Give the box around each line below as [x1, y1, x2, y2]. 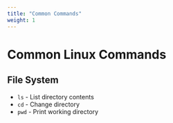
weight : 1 [7, 17, 36, 24]
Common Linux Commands [7, 47, 167, 63]
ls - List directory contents [17, 92, 95, 101]
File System [7, 74, 59, 86]
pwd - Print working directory [17, 107, 99, 115]
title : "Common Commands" [7, 10, 82, 17]
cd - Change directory [17, 100, 80, 108]
